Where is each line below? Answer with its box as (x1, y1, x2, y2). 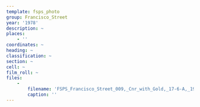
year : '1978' (6, 20, 39, 26)
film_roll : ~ (6, 70, 39, 75)
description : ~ (6, 25, 44, 32)
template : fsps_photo (6, 8, 60, 15)
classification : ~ (6, 53, 52, 59)
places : (6, 31, 26, 37)
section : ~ (6, 58, 33, 64)
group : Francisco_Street (6, 14, 68, 20)
